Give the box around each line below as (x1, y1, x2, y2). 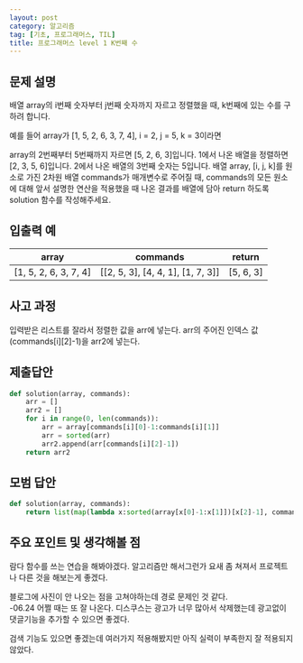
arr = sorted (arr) (41, 430, 111, 440)
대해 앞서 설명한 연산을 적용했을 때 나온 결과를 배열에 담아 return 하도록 (18, 183, 270, 194)
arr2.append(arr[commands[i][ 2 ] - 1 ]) (41, 439, 179, 448)
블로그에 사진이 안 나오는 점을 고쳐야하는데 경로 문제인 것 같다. (9, 591, 228, 602)
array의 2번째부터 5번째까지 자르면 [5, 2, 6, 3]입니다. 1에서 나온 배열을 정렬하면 (9, 150, 289, 161)
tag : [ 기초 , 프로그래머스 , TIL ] (9, 30, 115, 39)
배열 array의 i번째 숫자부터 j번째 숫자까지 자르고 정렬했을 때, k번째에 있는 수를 (9, 100, 282, 111)
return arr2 (25, 447, 70, 456)
